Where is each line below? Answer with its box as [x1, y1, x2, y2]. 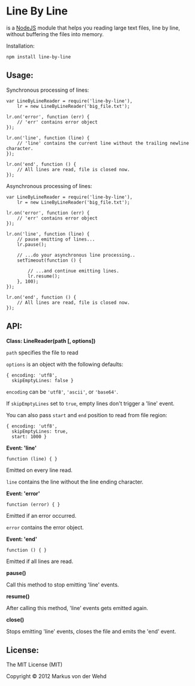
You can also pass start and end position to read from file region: [6, 411, 167, 418]
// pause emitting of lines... [17, 236, 95, 242]
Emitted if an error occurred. [6, 512, 77, 519]
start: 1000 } [11, 433, 47, 439]
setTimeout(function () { [17, 257, 82, 263]
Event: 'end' [6, 535, 37, 543]
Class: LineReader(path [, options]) [6, 337, 96, 344]
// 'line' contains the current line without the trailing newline [17, 140, 189, 146]
